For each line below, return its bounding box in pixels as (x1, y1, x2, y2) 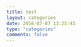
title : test (6, 9, 37, 15)
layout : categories (6, 15, 56, 21)
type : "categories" (6, 26, 56, 32)
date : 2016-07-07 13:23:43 (6, 20, 75, 26)
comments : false (6, 32, 48, 38)
